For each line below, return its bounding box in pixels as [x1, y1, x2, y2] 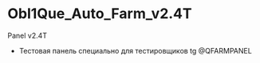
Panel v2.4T [7, 31, 48, 40]
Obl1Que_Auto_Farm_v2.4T [7, 5, 192, 23]
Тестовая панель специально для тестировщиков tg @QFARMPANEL [18, 46, 252, 55]
